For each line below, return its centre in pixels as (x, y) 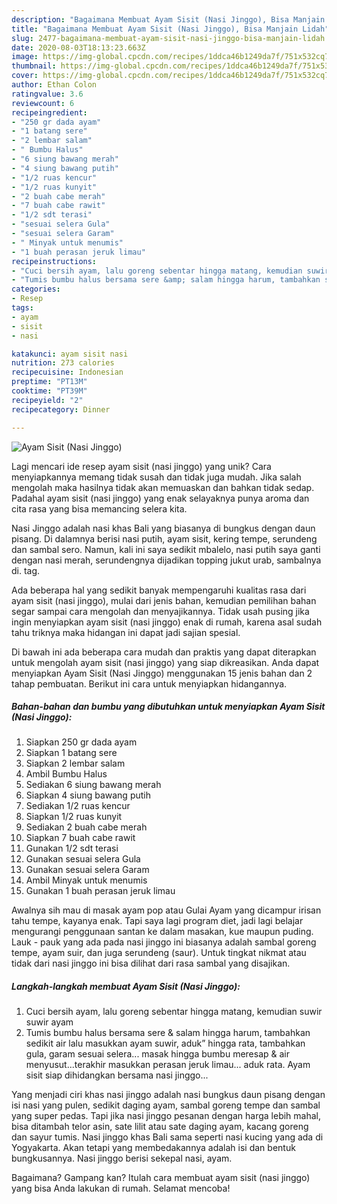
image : (25, 57)
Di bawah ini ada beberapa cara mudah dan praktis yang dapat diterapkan (164, 652)
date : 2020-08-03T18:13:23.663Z (78, 47)
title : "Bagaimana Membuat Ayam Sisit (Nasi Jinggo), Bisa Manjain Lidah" (170, 29)
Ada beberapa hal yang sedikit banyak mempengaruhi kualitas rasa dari (159, 590)
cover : (25, 76)
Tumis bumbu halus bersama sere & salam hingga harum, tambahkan (168, 1033)
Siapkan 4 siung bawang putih (88, 795)
